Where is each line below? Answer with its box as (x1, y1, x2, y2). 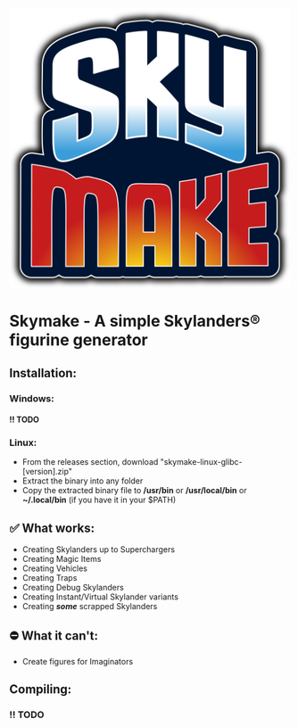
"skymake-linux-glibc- (160, 457, 243, 467)
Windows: (9, 392, 55, 404)
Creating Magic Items (21, 554, 102, 565)
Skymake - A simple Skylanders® (9, 311, 261, 332)
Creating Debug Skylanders (21, 582, 125, 593)
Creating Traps (21, 573, 78, 583)
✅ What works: (9, 520, 95, 535)
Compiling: (9, 682, 72, 698)
